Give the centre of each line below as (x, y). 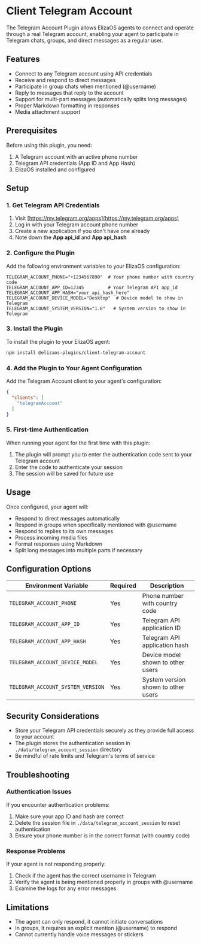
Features (23, 59)
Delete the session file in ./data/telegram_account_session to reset (98, 822)
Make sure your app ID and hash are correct (69, 816)
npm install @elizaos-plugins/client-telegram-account (76, 353)
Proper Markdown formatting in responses (67, 105)
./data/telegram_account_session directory (68, 749)
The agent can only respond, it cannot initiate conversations (89, 921)
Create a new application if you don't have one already (82, 231)
